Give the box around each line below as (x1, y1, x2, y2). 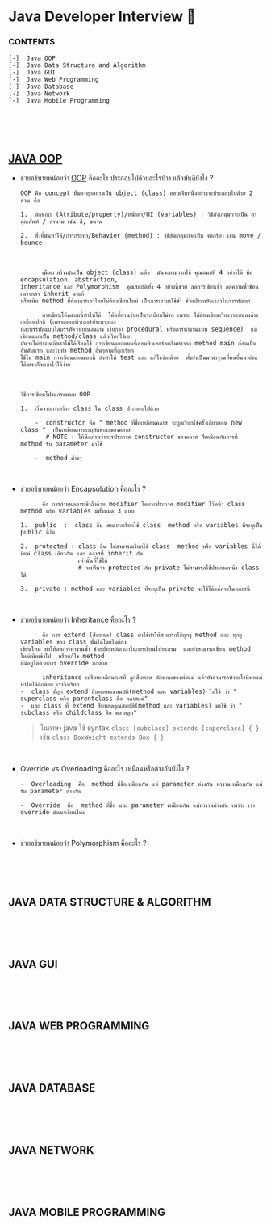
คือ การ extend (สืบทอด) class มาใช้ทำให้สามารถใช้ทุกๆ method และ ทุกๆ (41, 631, 243, 640)
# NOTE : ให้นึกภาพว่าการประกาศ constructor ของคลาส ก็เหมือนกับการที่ (45, 433, 238, 441)
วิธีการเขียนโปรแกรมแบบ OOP (19, 391, 91, 399)
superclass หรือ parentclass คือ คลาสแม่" (19, 695, 148, 703)
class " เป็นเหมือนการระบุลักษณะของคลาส (19, 426, 131, 434)
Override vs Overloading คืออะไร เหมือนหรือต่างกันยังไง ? (19, 764, 190, 774)
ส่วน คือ (19, 196, 40, 205)
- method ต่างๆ (35, 454, 82, 463)
